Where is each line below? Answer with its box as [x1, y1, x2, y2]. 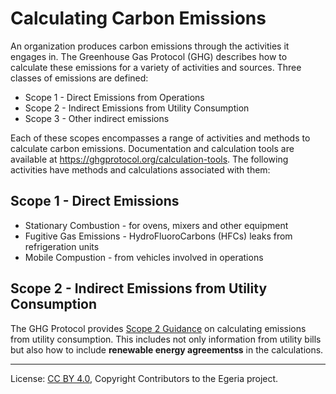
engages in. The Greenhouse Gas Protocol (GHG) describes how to [10, 50, 288, 62]
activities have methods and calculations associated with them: [10, 163, 271, 176]
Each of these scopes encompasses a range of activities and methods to [10, 132, 311, 144]
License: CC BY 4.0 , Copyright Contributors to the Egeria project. [10, 372, 279, 384]
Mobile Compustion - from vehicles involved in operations [24, 251, 264, 263]
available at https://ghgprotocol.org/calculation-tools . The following [10, 153, 289, 165]
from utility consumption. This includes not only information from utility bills [10, 333, 322, 345]
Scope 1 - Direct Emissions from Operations [24, 91, 205, 103]
